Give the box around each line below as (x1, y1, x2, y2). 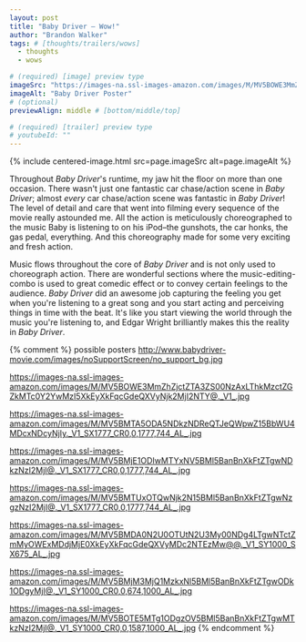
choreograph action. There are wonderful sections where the (9, 269, 239, 280)
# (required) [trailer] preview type (9, 122, 153, 132)
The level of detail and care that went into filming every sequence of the (9, 202, 280, 214)
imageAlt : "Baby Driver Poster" (9, 88, 132, 98)
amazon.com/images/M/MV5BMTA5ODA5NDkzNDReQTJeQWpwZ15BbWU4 (9, 418, 296, 429)
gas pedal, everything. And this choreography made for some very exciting (9, 231, 291, 242)
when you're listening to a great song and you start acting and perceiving (9, 298, 284, 309)
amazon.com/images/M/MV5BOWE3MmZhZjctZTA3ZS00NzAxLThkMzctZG (9, 382, 293, 392)
